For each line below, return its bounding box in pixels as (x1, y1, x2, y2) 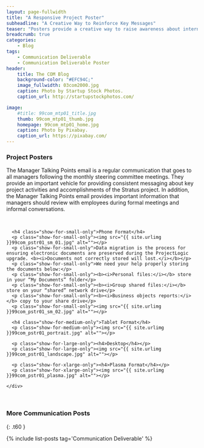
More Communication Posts (6, 409, 90, 418)
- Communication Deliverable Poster (17, 60, 110, 66)
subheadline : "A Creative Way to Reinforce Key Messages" (6, 20, 156, 26)
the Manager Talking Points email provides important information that (6, 193, 180, 200)
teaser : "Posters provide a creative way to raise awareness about (6, 26, 181, 32)
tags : (6, 49, 20, 55)
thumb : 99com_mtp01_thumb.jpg (17, 116, 94, 122)
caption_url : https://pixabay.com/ (17, 133, 107, 139)
